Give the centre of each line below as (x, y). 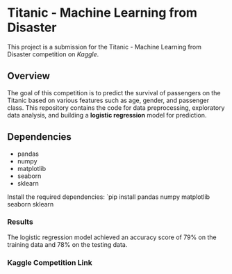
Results (20, 222)
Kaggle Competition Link (50, 262)
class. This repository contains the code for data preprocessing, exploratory (116, 107)
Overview (29, 76)
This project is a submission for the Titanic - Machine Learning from (104, 47)
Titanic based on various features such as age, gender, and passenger (108, 100)
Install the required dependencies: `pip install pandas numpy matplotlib (109, 197)
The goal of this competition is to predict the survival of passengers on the (114, 92)
